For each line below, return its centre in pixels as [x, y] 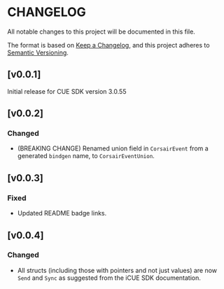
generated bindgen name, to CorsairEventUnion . [86, 156]
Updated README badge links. [62, 213]
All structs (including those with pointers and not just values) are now [117, 270]
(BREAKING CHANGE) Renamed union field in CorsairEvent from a [113, 148]
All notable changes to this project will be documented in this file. [101, 31]
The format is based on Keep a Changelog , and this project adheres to [108, 45]
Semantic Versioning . [38, 52]
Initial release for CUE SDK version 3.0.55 [67, 91]
